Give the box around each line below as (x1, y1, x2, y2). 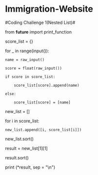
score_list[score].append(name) (14, 83, 79, 88)
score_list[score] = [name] (14, 100, 71, 105)
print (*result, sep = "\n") (5, 164, 56, 170)
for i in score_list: (5, 118, 39, 124)
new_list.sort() (5, 136, 34, 142)
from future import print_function (5, 29, 72, 35)
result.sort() (5, 155, 29, 160)
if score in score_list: (5, 74, 56, 79)
